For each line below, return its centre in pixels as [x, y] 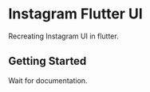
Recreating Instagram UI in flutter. [63, 36]
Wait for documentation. [48, 80]
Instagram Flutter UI [76, 14]
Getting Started [47, 61]
